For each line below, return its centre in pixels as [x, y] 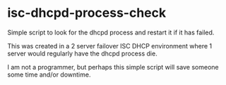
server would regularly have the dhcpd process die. [82, 53]
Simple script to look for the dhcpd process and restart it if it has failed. [111, 32]
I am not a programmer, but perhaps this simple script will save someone [113, 67]
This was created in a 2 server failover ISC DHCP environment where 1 [110, 46]
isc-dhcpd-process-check [87, 13]
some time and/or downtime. [49, 74]
